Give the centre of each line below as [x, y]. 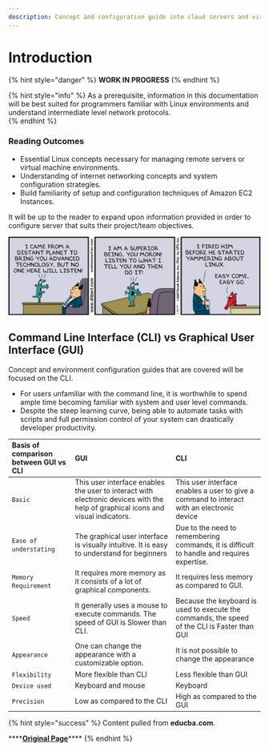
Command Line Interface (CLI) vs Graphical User [131, 337]
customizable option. [109, 663]
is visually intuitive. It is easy [121, 544]
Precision [28, 701]
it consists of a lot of [108, 581]
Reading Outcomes [46, 142]
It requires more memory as [120, 572]
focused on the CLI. [41, 378]
